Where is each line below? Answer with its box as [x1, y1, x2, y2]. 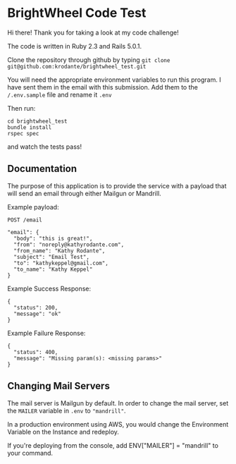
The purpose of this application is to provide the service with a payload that [7, 181, 227, 190]
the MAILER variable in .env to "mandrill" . [7, 406, 126, 415]
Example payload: [7, 202, 59, 211]
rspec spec [7, 130, 39, 137]
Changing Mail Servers [7, 380, 111, 392]
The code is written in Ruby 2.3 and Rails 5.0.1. [7, 42, 142, 50]
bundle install [7, 123, 52, 131]
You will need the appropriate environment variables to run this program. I [7, 75, 221, 84]
